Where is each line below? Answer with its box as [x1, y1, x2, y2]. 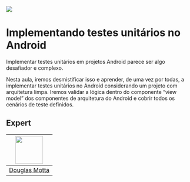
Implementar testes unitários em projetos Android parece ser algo [6, 58, 166, 65]
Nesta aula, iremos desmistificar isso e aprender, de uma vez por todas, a [6, 76, 184, 83]
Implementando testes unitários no [6, 26, 181, 40]
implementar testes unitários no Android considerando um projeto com [6, 82, 178, 89]
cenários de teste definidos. [6, 100, 74, 108]
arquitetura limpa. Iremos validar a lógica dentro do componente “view [6, 88, 177, 95]
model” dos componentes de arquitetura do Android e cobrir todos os [6, 95, 175, 102]
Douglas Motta [9, 165, 50, 174]
